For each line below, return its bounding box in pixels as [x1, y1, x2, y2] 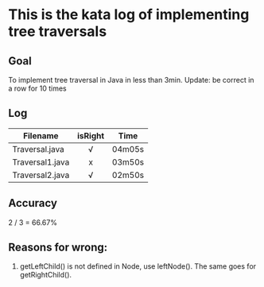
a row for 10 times [8, 83, 67, 93]
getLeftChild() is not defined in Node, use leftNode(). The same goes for [19, 262, 257, 271]
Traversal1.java [12, 157, 70, 168]
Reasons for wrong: [8, 241, 108, 254]
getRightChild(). [19, 270, 72, 280]
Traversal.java [12, 143, 65, 154]
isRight [76, 130, 105, 141]
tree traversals [8, 22, 107, 41]
